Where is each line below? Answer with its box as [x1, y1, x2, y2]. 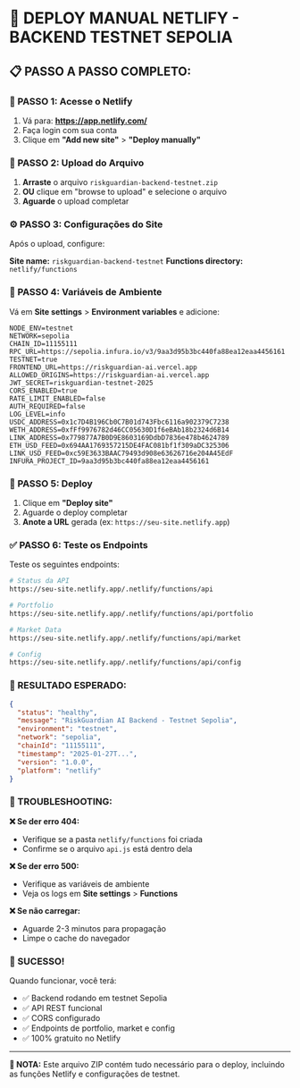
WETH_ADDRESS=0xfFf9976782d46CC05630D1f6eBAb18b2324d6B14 [9, 425, 229, 434]
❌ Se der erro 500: [9, 860, 79, 871]
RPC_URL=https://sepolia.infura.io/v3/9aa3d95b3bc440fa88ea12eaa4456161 [9, 347, 286, 356]
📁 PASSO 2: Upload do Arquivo [9, 156, 145, 169]
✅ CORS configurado [21, 1013, 101, 1023]
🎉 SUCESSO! [9, 955, 65, 967]
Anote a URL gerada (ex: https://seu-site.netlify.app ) [21, 517, 230, 527]
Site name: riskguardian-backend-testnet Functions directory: [9, 256, 244, 266]
